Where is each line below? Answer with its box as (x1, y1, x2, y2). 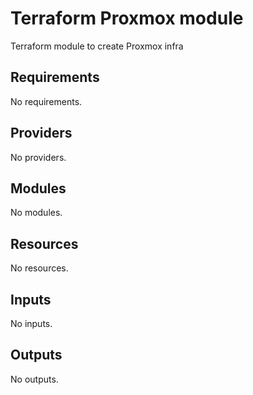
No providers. (10, 151, 67, 163)
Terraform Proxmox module (10, 7, 244, 30)
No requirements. (10, 95, 83, 107)
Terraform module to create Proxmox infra (10, 40, 184, 52)
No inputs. (10, 318, 53, 329)
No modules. (10, 207, 63, 219)
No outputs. (10, 373, 59, 385)
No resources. (10, 262, 69, 274)
